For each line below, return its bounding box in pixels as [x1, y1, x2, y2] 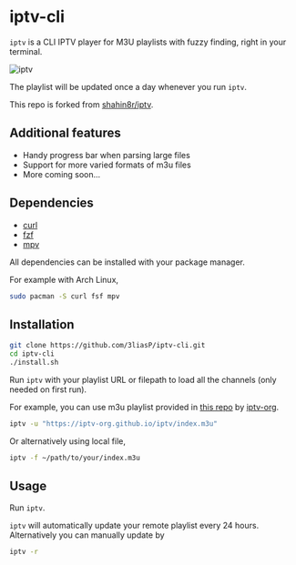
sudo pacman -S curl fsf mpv [9, 291, 120, 301]
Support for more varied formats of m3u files [22, 159, 191, 170]
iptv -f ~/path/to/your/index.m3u [9, 453, 141, 462]
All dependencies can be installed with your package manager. [9, 257, 246, 267]
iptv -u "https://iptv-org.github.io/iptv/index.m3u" [9, 419, 219, 429]
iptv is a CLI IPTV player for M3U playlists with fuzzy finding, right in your [9, 36, 287, 47]
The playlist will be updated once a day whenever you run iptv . [9, 81, 248, 92]
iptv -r [9, 548, 39, 557]
